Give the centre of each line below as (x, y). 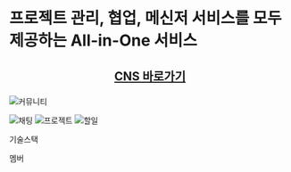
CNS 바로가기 (150, 76)
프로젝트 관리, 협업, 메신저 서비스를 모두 (146, 18)
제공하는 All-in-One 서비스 (104, 41)
